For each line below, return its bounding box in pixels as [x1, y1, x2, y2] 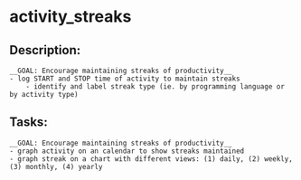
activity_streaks [9, 6, 132, 27]
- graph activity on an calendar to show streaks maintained [9, 147, 245, 156]
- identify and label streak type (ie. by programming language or [25, 82, 285, 91]
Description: [9, 43, 81, 58]
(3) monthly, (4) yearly [9, 162, 103, 171]
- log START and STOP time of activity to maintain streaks [9, 74, 241, 83]
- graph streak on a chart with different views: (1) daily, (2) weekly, [9, 154, 294, 164]
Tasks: [9, 115, 48, 130]
